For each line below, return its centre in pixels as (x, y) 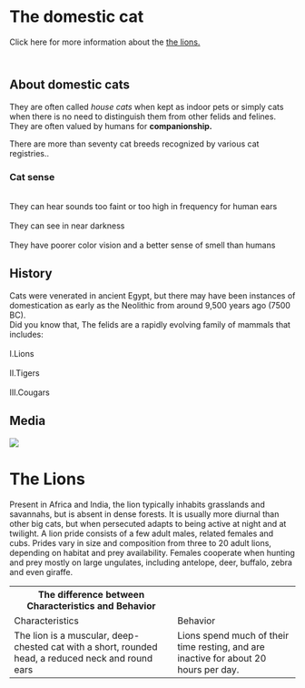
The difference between (91, 594)
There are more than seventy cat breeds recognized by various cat (134, 144)
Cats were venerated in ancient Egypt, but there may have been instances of (152, 295)
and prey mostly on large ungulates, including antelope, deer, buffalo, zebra (151, 562)
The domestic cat (77, 17)
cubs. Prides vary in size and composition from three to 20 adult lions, (141, 542)
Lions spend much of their (232, 635)
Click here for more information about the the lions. (105, 42)
